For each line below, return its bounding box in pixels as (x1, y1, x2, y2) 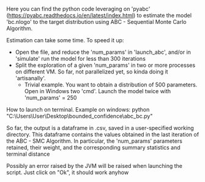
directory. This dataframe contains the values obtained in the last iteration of (6, 131, 199, 138)
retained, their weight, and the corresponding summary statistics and (6, 144, 181, 151)
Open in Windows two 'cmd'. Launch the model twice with (24, 88, 171, 94)
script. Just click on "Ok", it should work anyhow (6, 169, 129, 176)
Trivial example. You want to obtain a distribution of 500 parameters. (24, 81, 198, 88)
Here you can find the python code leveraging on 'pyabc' (6, 6, 151, 12)
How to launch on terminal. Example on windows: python (6, 106, 150, 113)
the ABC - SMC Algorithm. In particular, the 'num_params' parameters (6, 137, 182, 145)
